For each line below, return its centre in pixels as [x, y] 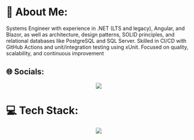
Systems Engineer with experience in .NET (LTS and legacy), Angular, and [96, 28]
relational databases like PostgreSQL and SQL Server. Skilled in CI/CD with [96, 41]
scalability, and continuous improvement [55, 53]
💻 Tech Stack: [42, 110]
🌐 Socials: [25, 72]
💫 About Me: [37, 12]
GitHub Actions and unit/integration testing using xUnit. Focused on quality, [97, 47]
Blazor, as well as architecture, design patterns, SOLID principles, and [91, 34]
